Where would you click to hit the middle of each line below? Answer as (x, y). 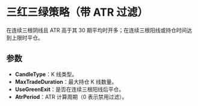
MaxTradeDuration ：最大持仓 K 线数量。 (66, 81)
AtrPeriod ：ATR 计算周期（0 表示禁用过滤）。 (71, 96)
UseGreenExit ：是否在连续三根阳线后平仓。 (70, 89)
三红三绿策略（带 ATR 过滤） (77, 12)
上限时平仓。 (27, 37)
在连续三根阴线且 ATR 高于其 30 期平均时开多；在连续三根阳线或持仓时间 (97, 30)
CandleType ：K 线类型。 (46, 74)
